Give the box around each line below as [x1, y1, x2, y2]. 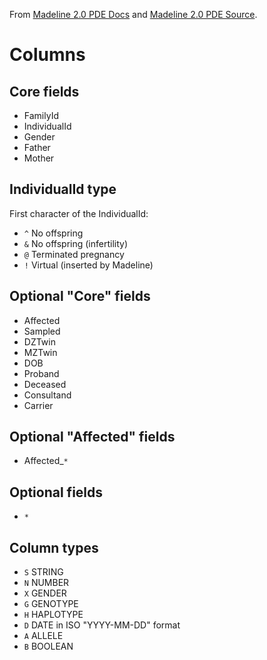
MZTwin [23, 346, 58, 358]
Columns [9, 44, 86, 66]
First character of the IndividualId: [9, 207, 149, 219]
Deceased [23, 378, 67, 390]
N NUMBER [23, 577, 70, 589]
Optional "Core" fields [9, 288, 151, 305]
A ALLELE [23, 630, 64, 642]
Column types [9, 539, 99, 556]
